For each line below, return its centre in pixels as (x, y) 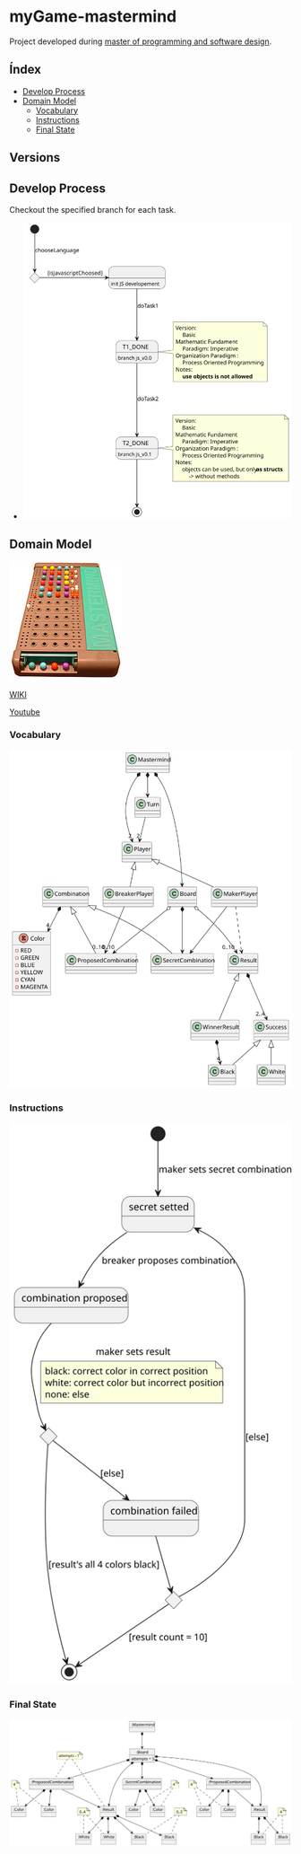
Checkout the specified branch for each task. (93, 209)
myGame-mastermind (93, 17)
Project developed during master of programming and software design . (141, 41)
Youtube (25, 712)
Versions (35, 158)
